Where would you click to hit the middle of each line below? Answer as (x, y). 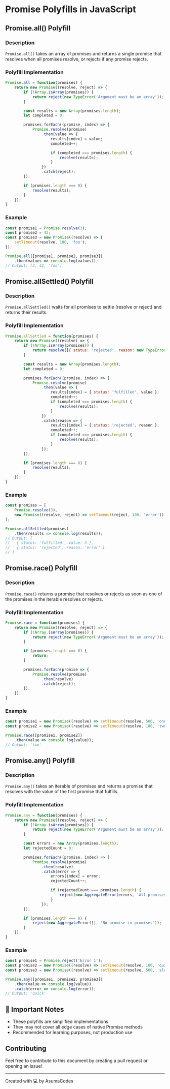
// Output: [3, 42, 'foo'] (34, 265)
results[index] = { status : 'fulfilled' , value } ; (105, 392)
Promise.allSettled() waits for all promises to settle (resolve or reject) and (83, 307)
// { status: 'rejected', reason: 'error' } (55, 548)
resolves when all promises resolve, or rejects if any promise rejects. (77, 59)
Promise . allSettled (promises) (37, 529)
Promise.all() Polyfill (38, 28)
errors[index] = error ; (75, 876)
